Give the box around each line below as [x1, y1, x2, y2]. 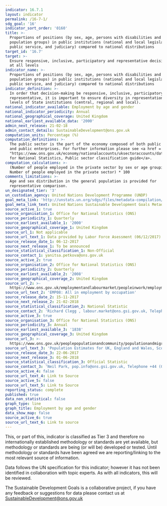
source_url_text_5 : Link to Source [5, 382, 79, 388]
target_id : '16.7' [5, 49, 43, 54]
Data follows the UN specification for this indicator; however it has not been [5, 464, 160, 470]
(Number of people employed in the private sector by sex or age [9, 165, 148, 170]
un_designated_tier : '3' [5, 188, 57, 193]
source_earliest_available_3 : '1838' [5, 327, 83, 332]
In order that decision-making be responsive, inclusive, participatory [9, 91, 164, 96]
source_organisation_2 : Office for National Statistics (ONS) [5, 262, 137, 267]
